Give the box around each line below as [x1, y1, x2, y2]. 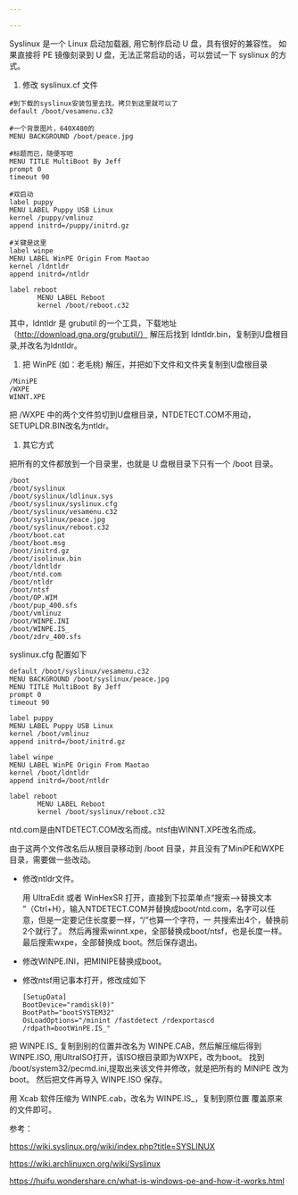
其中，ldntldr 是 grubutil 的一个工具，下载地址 [9, 318, 178, 328]
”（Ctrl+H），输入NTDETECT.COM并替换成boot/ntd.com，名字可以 [21, 903, 268, 914]
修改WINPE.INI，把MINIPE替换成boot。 [21, 956, 167, 967]
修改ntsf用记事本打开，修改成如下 [21, 975, 147, 985]
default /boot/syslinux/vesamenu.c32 [9, 667, 150, 676]
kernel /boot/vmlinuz [9, 729, 90, 738]
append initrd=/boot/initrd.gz [9, 737, 126, 746]
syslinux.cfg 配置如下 [9, 649, 87, 660]
